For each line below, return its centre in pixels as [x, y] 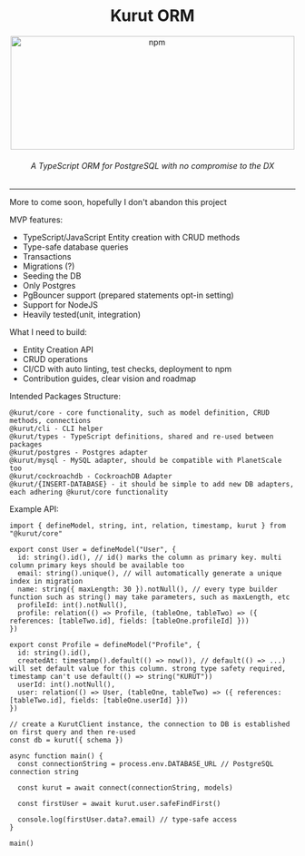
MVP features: [36, 220]
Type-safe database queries [75, 247]
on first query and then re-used [73, 733]
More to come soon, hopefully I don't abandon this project [118, 202]
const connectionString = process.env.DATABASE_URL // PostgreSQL [146, 764]
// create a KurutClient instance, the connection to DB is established [150, 724]
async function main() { [56, 756]
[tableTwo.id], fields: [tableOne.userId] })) [99, 701]
